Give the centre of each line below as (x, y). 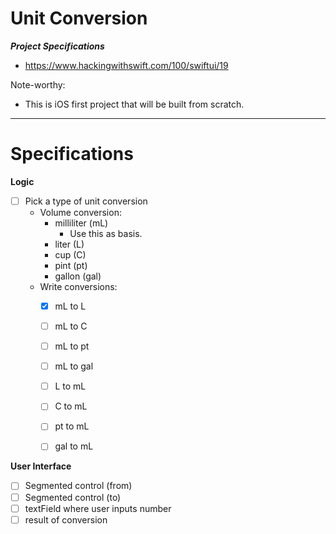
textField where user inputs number (98, 508)
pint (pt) (71, 265)
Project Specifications (57, 46)
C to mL (71, 406)
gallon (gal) (78, 276)
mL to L (70, 306)
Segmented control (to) (73, 497)
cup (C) (70, 254)
